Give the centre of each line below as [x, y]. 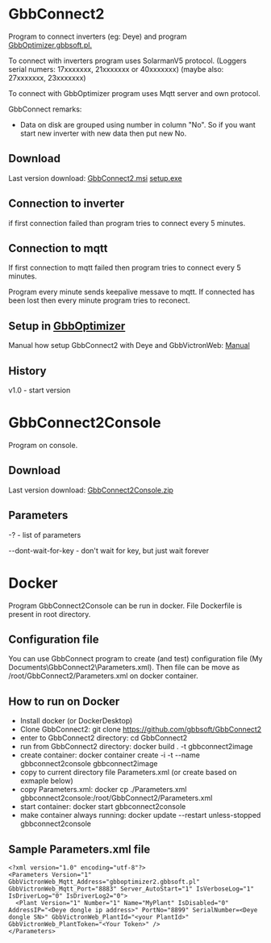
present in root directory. [50, 614]
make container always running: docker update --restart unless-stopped [140, 815]
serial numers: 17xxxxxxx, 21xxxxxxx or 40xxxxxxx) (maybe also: [116, 69]
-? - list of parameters [45, 534]
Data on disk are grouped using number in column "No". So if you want [138, 124]
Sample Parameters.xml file [79, 849]
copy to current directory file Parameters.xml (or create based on [128, 773]
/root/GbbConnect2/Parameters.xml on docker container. [104, 676]
